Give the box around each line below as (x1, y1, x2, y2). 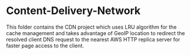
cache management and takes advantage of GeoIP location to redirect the (6, 29, 185, 36)
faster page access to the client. (6, 42, 84, 49)
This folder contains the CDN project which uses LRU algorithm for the (6, 23, 177, 30)
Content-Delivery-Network (6, 4, 141, 18)
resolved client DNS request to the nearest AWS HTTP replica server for (6, 36, 180, 43)
